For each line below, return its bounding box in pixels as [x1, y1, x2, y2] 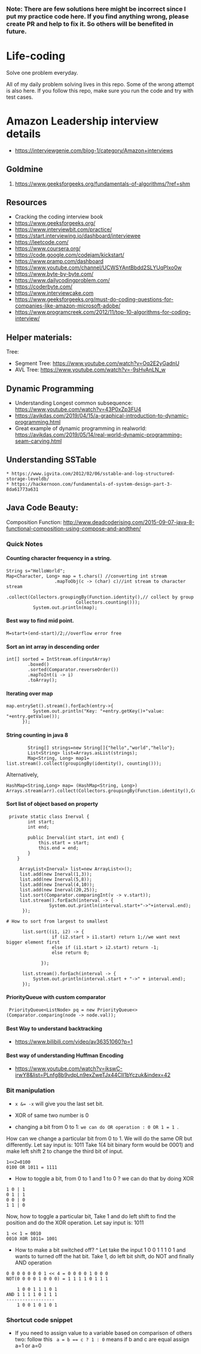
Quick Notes [6, 540, 43, 548]
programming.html [14, 418, 61, 426]
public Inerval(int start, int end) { [28, 834, 124, 841]
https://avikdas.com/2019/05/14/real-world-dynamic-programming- [14, 431, 182, 439]
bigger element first [6, 939, 60, 945]
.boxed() [28, 662, 50, 668]
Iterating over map [6, 690, 53, 697]
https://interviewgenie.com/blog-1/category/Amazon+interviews [14, 147, 173, 154]
